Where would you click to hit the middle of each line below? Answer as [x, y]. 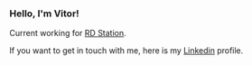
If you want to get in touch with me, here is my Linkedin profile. [126, 51]
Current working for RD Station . [68, 33]
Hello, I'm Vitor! [44, 14]
